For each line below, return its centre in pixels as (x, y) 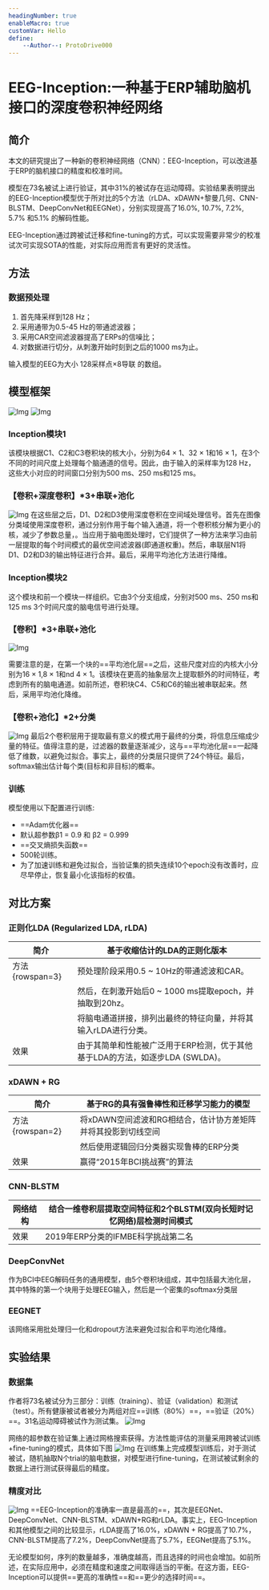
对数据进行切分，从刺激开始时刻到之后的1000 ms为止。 (111, 347)
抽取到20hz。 (103, 1003)
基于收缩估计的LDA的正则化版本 (167, 951)
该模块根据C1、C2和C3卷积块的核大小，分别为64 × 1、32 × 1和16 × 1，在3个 (134, 453)
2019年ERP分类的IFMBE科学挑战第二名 (119, 1236)
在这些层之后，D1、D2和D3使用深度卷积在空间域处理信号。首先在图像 (146, 515)
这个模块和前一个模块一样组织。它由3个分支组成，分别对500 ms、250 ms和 (133, 597)
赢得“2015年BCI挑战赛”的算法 (137, 1162)
